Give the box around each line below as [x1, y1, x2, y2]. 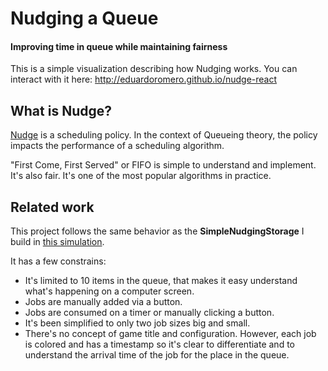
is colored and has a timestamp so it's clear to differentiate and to [24, 338, 295, 351]
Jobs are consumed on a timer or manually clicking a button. [24, 307, 275, 319]
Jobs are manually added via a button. [24, 296, 183, 308]
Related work [10, 198, 95, 216]
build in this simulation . [10, 236, 105, 248]
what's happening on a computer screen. [24, 285, 195, 297]
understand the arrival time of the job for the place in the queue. [24, 349, 290, 361]
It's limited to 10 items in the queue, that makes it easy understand [24, 275, 298, 287]
